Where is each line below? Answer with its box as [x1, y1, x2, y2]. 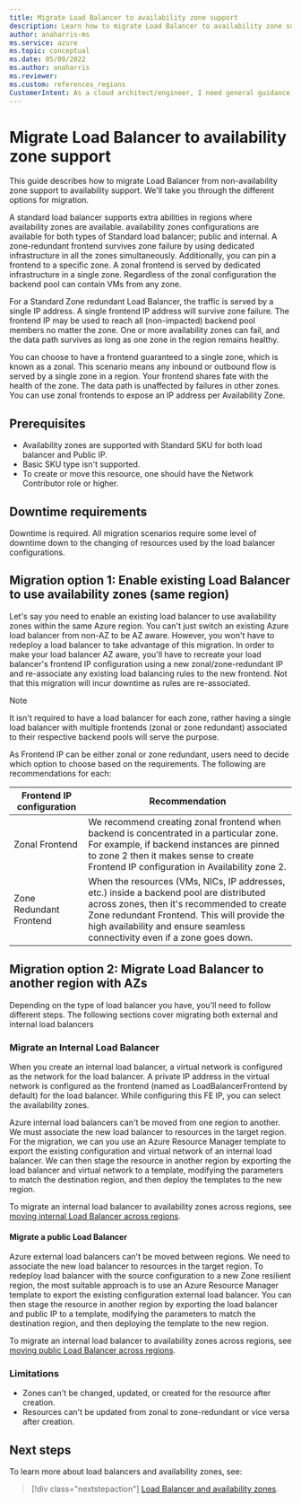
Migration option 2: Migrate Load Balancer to [9, 962, 264, 977]
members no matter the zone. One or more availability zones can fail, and [9, 325, 280, 336]
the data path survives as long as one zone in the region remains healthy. [9, 334, 279, 346]
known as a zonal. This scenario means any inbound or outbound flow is [9, 361, 277, 373]
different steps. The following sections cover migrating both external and [9, 1009, 279, 1020]
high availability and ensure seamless [88, 919, 245, 932]
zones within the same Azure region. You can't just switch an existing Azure [9, 620, 289, 631]
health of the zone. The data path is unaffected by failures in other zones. [9, 381, 280, 391]
